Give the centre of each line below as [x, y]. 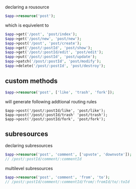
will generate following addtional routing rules [51, 101]
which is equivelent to [27, 25]
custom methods [31, 81]
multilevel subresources [29, 169]
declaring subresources [29, 146]
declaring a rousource [27, 7]
